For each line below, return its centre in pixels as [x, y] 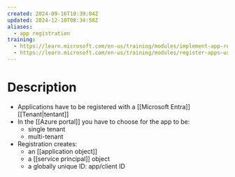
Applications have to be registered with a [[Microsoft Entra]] [104, 106]
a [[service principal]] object [69, 159]
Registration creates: [47, 143]
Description [42, 87]
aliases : [20, 27]
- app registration [42, 33]
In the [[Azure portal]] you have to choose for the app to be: [104, 121]
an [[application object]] [63, 151]
